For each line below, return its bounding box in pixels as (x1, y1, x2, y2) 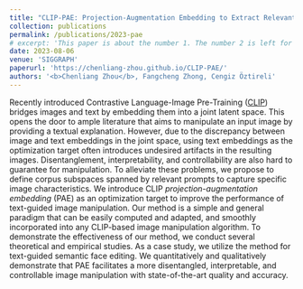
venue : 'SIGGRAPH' (9, 55, 78, 64)
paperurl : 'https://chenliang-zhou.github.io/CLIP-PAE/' (9, 64, 228, 73)
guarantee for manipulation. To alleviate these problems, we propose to (9, 163, 275, 174)
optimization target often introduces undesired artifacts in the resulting (9, 144, 272, 155)
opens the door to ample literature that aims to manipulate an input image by (9, 116, 293, 126)
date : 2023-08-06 (9, 47, 75, 56)
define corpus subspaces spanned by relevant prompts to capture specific (9, 173, 287, 184)
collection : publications (9, 22, 106, 31)
